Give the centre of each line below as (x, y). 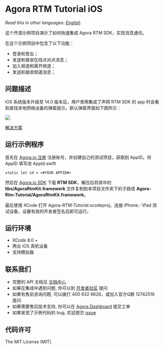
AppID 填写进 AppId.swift (31, 163)
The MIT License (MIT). (29, 342)
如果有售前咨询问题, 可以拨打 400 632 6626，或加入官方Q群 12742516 (83, 294)
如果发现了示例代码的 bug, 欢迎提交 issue (54, 313)
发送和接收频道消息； (34, 72)
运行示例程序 (25, 145)
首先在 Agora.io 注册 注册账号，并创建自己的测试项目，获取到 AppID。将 (78, 157)
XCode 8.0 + (25, 240)
